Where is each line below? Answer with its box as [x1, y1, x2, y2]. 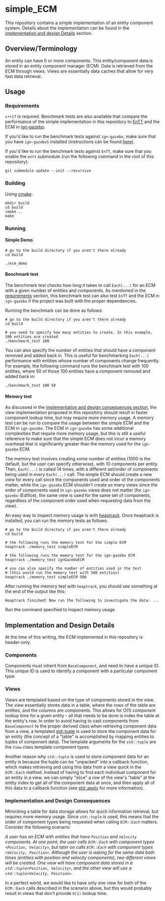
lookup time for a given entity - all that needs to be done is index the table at [5, 712, 160, 718]
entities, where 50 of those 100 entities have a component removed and [5, 368, 151, 374]
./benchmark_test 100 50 [5, 383, 56, 388]
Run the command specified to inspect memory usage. [5, 607, 116, 613]
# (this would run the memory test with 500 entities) [5, 570, 120, 575]
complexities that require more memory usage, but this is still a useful [5, 430, 146, 437]
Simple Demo [5, 237, 33, 243]
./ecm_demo [5, 261, 27, 266]
